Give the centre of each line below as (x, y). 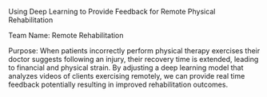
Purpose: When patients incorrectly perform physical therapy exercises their (134, 50)
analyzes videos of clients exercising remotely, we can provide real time (127, 76)
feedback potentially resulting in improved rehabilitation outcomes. (118, 84)
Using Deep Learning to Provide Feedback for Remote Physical (112, 12)
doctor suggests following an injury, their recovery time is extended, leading (133, 59)
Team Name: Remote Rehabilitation (66, 35)
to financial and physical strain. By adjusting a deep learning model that (126, 68)
